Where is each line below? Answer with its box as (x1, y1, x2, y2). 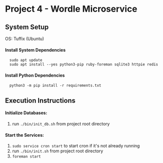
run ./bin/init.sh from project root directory (12, 148, 103, 154)
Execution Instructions (5, 96, 76, 104)
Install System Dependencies (5, 47, 66, 53)
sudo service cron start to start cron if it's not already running (12, 143, 140, 149)
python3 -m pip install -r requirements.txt (9, 83, 102, 88)
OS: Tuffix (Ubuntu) (5, 36, 44, 41)
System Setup (5, 23, 49, 31)
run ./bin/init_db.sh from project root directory (12, 121, 110, 126)
